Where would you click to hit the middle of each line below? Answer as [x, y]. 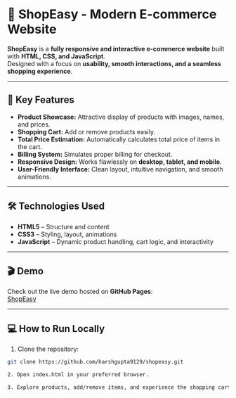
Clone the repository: [48, 349]
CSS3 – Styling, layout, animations [67, 234]
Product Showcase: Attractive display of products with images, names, [121, 117]
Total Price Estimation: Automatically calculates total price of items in [118, 139]
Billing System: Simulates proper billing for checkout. [95, 154]
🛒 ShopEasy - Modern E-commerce [112, 14]
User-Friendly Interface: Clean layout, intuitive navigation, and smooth [120, 169]
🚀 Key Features [41, 100]
